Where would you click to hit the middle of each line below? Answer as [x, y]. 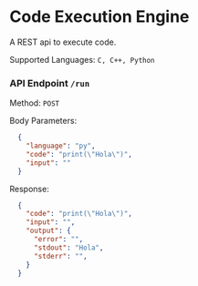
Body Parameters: [43, 121]
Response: [30, 189]
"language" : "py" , [61, 146]
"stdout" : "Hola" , [68, 248]
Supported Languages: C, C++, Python [82, 59]
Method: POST [35, 103]
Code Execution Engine [99, 17]
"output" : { [48, 231]
